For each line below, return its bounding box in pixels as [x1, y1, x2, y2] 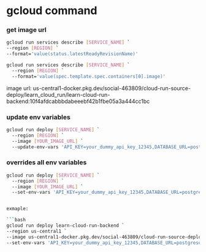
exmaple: [6, 206, 29, 212]
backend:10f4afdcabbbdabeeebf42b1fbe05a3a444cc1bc [6, 97, 150, 105]
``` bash [6, 217, 26, 223]
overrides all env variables [6, 158, 87, 167]
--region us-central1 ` [6, 228, 67, 234]
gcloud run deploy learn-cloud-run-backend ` [6, 223, 124, 229]
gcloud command [6, 4, 97, 18]
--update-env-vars [12, 143, 59, 150]
